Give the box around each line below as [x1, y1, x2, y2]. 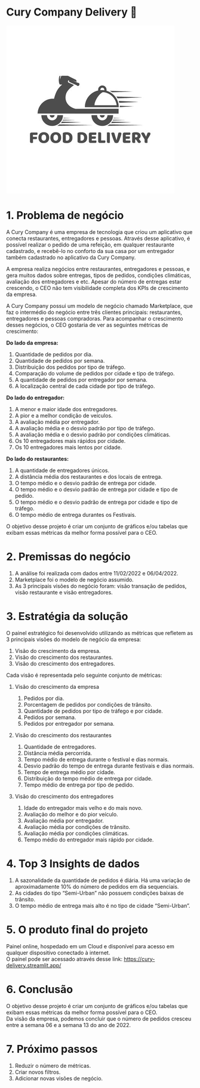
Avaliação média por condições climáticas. [23, 830, 130, 837]
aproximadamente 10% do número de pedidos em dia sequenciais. [14, 883, 179, 890]
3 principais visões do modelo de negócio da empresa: [6, 636, 141, 643]
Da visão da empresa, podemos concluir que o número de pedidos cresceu [6, 1015, 192, 1022]
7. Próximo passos [6, 1042, 98, 1056]
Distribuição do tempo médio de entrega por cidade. [23, 775, 153, 782]
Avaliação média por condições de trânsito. [23, 823, 131, 830]
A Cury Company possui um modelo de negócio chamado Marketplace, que [6, 302, 193, 309]
